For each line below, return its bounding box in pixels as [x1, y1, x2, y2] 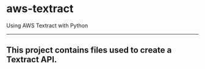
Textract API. [6, 54, 57, 65]
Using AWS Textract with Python [6, 22, 88, 29]
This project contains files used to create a [6, 45, 172, 56]
